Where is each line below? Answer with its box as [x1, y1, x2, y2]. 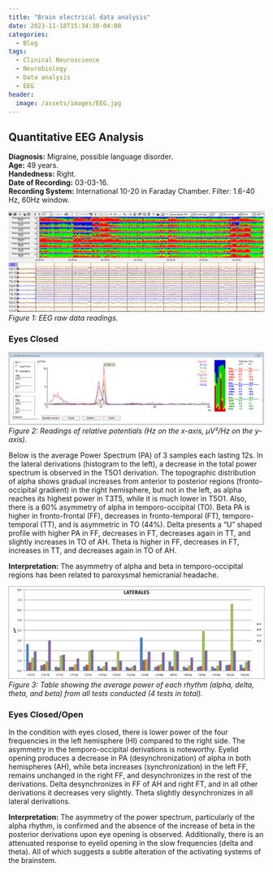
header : [8, 90, 35, 99]
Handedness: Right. [8, 169, 76, 179]
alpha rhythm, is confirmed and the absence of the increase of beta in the [8, 821, 256, 830]
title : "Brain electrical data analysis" [8, 13, 151, 21]
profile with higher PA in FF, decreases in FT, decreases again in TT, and [8, 528, 251, 537]
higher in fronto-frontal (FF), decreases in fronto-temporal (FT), [8, 510, 221, 520]
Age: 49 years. [8, 160, 59, 170]
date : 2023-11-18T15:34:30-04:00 [8, 21, 122, 30]
